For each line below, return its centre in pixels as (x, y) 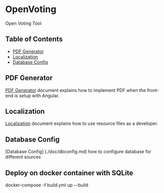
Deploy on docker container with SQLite (69, 173)
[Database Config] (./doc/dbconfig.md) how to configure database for (78, 152)
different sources (23, 157)
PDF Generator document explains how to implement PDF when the (76, 90)
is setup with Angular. (37, 95)
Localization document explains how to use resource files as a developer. (82, 124)
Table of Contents (34, 39)
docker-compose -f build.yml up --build (47, 185)
